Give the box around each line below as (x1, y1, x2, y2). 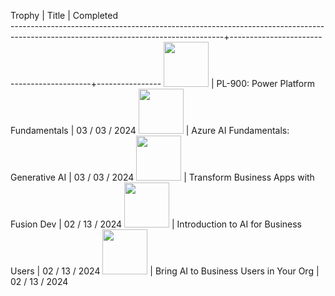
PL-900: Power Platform (216, 78, 315, 89)
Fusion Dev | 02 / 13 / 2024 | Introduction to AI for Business (10, 218, 303, 230)
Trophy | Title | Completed (10, 10, 118, 21)
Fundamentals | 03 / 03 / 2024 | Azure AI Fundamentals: (10, 125, 290, 136)
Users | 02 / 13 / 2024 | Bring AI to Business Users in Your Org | (10, 265, 320, 277)
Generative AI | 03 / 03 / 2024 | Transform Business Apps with (10, 171, 315, 183)
